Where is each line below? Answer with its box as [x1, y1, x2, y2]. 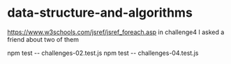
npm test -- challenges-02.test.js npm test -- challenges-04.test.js [7, 49, 199, 57]
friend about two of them [7, 35, 79, 43]
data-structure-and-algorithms [7, 5, 193, 21]
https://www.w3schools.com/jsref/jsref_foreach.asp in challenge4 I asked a [7, 28, 225, 36]
